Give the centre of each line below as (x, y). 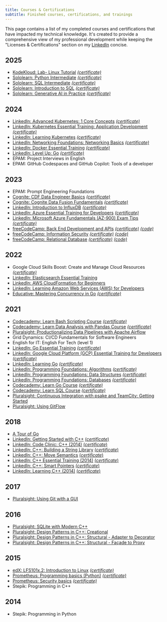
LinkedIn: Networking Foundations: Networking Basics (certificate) (81, 142)
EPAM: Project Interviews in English (49, 158)
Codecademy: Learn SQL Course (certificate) (59, 390)
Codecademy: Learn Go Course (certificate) (58, 385)
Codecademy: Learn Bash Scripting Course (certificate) (70, 321)
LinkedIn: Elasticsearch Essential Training (55, 277)
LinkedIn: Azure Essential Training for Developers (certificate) (76, 212)
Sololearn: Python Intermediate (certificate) (57, 77)
